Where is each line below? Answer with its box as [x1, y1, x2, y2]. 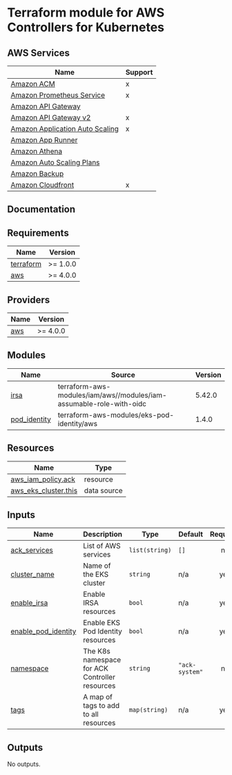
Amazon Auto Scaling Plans [10, 157, 100, 167]
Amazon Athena [10, 146, 63, 156]
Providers [7, 294, 50, 305]
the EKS [82, 570, 109, 580]
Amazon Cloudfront [10, 180, 75, 189]
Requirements [7, 227, 69, 239]
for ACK [82, 664, 109, 673]
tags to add [82, 701, 120, 711]
